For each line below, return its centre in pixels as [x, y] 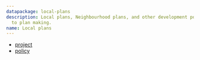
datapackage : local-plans [38, 11]
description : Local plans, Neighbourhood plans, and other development [97, 17]
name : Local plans [29, 28]
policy [22, 51]
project [24, 45]
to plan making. [32, 22]
